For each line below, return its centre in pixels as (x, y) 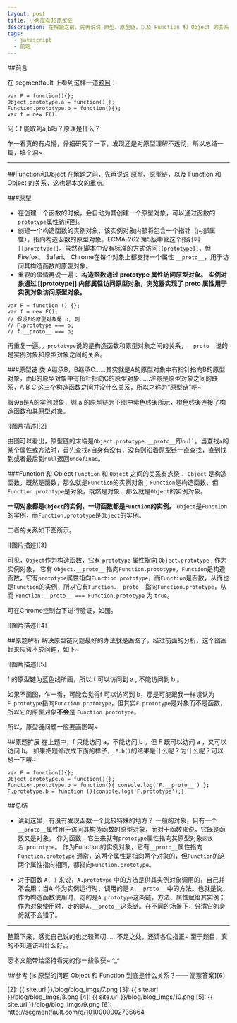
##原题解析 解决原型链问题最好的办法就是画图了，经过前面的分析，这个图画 (117, 640)
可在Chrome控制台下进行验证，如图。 (62, 610)
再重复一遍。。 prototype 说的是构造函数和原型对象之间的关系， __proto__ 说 (115, 346)
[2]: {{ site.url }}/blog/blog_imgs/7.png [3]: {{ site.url (83, 989)
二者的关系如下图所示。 (41, 530)
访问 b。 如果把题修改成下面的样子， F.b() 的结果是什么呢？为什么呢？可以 (116, 750)
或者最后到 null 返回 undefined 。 (59, 459)
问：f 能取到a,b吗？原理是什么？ (54, 128)
